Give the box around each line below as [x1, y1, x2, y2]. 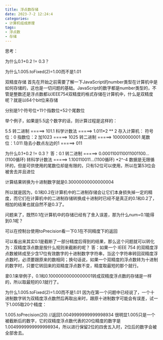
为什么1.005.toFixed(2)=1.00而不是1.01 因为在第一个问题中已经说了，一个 [5, 289, 150, 295]
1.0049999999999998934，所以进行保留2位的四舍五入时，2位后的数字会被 [5, 324, 157, 330]
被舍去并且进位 [5, 168, 35, 175]
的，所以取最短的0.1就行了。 [5, 279, 62, 285]
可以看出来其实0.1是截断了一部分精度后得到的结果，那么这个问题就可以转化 [5, 238, 155, 244]
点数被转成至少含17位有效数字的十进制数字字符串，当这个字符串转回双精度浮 [5, 250, 158, 256]
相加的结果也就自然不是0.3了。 [5, 201, 67, 207]
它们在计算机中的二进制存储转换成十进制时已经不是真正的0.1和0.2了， [17, 195, 157, 201]
